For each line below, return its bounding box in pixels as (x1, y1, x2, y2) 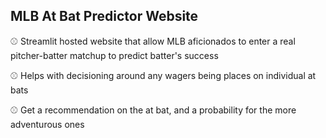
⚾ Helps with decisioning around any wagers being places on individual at (10, 69, 317, 81)
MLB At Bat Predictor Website (10, 8, 199, 25)
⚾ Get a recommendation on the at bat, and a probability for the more (10, 104, 297, 116)
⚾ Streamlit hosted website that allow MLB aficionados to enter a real (10, 35, 296, 47)
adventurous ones (10, 118, 85, 130)
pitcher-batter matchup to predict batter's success (10, 49, 219, 61)
